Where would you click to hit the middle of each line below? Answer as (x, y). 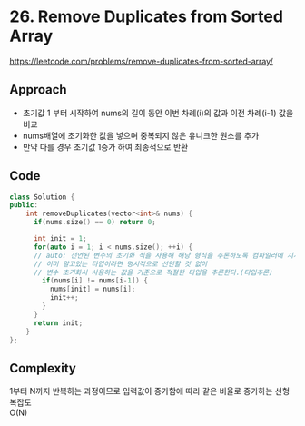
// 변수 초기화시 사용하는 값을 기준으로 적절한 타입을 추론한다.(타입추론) (153, 272)
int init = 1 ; (60, 239)
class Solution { (42, 197)
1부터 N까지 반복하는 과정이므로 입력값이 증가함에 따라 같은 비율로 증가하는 (141, 391)
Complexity (43, 368)
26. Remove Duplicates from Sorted (147, 17)
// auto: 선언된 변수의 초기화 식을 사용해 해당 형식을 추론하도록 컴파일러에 (158, 255)
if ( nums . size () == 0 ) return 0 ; (94, 223)
